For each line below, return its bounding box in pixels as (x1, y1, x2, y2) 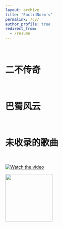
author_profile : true (5, 21, 51, 27)
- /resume (10, 31, 30, 36)
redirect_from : (5, 26, 37, 31)
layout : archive (5, 7, 39, 13)
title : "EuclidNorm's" (5, 12, 53, 17)
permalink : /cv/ (5, 17, 39, 22)
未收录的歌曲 (5, 137, 59, 148)
